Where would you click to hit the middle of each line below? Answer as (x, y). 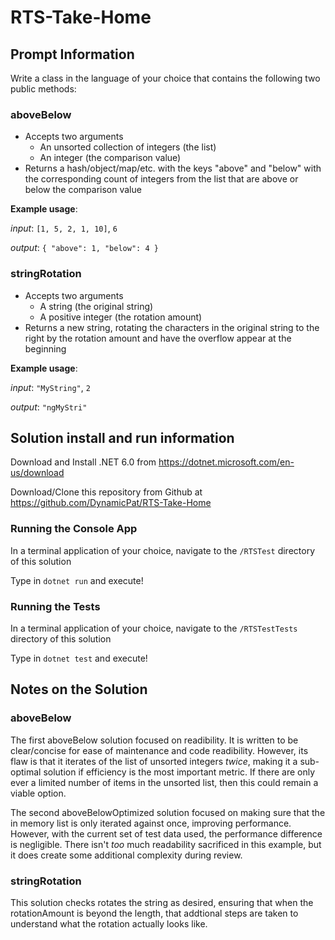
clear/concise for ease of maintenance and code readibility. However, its (159, 750)
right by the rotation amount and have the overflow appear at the (158, 338)
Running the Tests (55, 606)
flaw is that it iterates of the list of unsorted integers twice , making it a (154, 761)
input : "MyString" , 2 (50, 387)
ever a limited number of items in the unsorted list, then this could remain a (164, 782)
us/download (37, 473)
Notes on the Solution (79, 689)
